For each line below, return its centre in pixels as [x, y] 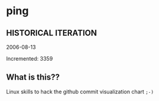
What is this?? [33, 78]
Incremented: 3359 [30, 59]
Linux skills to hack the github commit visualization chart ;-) [80, 91]
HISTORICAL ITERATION [52, 33]
